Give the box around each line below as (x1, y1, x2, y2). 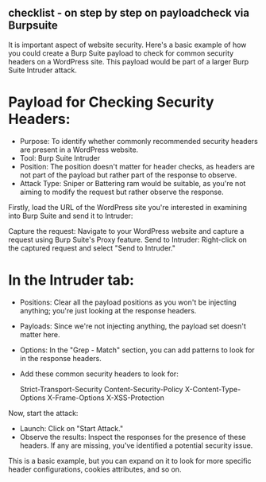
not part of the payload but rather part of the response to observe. (19, 170, 237, 180)
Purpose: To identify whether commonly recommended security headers (19, 136, 258, 146)
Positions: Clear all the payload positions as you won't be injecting (19, 297, 237, 307)
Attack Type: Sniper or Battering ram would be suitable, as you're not (19, 178, 246, 188)
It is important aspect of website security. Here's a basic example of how (8, 40, 247, 49)
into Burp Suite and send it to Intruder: (8, 211, 133, 220)
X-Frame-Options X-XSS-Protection (47, 393, 165, 402)
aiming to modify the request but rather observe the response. (19, 187, 224, 196)
